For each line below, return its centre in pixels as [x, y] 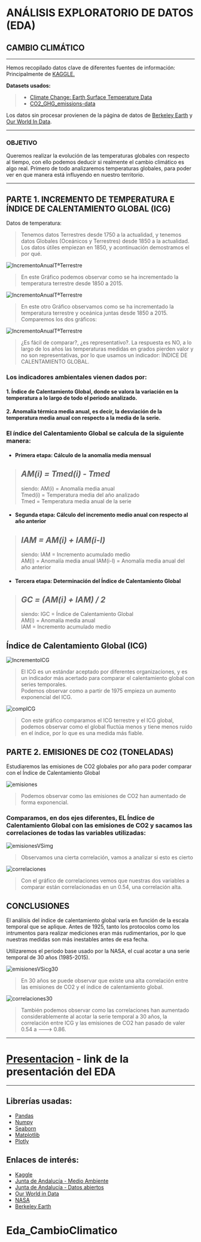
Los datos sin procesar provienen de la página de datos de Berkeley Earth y [99, 115]
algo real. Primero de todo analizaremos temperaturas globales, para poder [99, 168]
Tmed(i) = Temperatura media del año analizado [80, 495]
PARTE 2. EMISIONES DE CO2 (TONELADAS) [90, 752]
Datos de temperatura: [34, 223]
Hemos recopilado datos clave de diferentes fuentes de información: [91, 68]
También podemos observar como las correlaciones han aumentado [105, 1010]
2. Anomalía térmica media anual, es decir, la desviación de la [84, 412]
